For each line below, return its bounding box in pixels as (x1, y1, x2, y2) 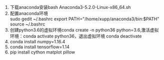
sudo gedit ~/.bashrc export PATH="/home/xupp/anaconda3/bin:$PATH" (9, 16, 160, 22)
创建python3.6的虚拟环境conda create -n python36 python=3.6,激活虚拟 (9, 27, 159, 33)
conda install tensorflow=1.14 (9, 44, 70, 50)
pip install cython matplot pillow (9, 49, 75, 55)
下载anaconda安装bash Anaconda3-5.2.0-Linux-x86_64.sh (9, 4, 131, 10)
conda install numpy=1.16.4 (9, 39, 66, 44)
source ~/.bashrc (9, 21, 46, 27)
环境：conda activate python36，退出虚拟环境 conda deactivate (9, 33, 142, 39)
